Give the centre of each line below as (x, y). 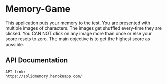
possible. (15, 44)
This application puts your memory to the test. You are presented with (78, 23)
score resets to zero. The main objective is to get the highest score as (78, 39)
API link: (16, 72)
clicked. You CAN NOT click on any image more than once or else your (79, 33)
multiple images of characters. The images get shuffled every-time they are (84, 28)
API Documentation (37, 60)
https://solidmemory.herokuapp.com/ (44, 76)
